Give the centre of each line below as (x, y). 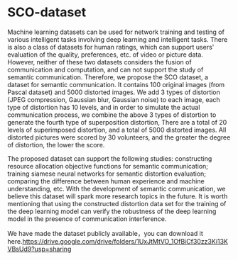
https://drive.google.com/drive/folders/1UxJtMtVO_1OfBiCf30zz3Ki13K (125, 241)
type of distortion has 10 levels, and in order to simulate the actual (104, 107)
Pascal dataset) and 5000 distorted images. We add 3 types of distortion (114, 92)
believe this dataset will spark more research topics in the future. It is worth (118, 196)
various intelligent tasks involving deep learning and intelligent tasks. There (118, 39)
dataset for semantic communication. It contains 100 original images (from (116, 84)
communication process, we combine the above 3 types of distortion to (112, 115)
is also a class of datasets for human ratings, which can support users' (111, 47)
